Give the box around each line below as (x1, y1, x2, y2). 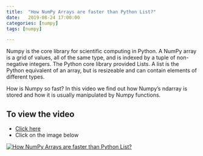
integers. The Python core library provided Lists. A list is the (29, 60, 179, 68)
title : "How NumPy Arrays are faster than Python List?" (6, 8, 156, 15)
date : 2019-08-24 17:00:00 (6, 15, 80, 21)
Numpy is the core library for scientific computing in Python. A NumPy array (6, 48, 197, 55)
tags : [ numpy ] (6, 25, 43, 32)
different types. (6, 73, 45, 80)
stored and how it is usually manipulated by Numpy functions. (6, 91, 161, 99)
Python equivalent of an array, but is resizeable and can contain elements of (6, 67, 198, 74)
